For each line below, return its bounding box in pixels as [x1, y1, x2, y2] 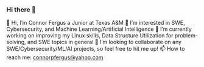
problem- [174, 32, 198, 39]
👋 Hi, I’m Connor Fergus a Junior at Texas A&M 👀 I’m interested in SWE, [6, 19, 185, 27]
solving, [6, 39, 26, 46]
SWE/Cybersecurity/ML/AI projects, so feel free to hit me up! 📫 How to [6, 45, 185, 53]
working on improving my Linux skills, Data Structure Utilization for [6, 32, 174, 39]
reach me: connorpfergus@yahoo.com [6, 54, 104, 61]
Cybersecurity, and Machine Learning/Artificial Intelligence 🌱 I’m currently [6, 25, 192, 33]
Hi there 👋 [6, 5, 37, 14]
